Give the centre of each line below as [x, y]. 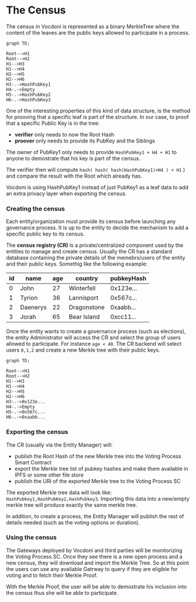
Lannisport [83, 298]
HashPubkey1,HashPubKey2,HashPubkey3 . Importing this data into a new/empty [98, 498]
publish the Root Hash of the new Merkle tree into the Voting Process [98, 456]
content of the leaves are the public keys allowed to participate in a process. [98, 32]
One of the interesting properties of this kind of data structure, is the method [98, 110]
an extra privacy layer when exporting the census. [66, 193]
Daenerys [33, 307]
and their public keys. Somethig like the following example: [77, 264]
